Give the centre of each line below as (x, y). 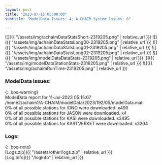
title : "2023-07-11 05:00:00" (36, 14)
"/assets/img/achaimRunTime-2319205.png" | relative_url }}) (66, 68)
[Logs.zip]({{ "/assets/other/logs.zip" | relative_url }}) (59, 152)
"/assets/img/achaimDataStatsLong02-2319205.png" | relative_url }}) (81, 53)
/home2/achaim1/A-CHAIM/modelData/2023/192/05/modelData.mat (74, 102)
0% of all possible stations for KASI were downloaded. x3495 (67, 118)
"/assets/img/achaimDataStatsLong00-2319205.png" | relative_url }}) (81, 42)
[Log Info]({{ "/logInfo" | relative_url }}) (44, 157)
